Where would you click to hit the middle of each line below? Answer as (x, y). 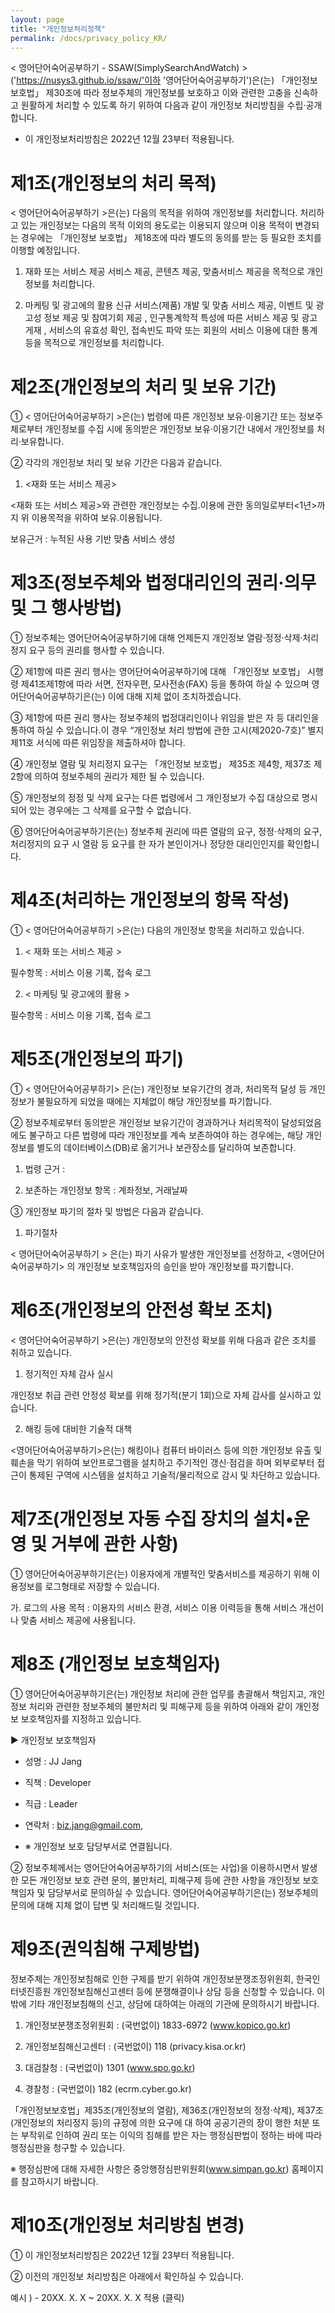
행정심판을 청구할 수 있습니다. (68, 2147)
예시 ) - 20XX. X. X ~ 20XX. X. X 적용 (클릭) (97, 2297)
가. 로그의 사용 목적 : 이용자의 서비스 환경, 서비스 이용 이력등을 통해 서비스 (154, 1607)
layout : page (37, 19)
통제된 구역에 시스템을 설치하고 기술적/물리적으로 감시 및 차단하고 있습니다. (174, 1475)
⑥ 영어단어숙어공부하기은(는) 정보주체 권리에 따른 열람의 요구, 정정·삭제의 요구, (166, 832)
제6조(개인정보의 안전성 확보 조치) (141, 1310)
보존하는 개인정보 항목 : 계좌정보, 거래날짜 (106, 1190)
